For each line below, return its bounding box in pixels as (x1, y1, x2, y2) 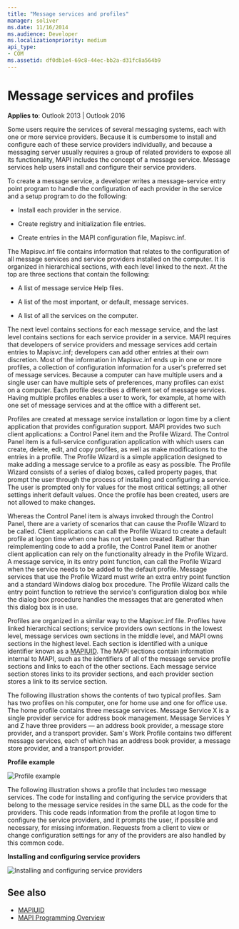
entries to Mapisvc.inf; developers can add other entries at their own (7, 347, 209, 356)
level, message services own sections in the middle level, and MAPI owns (7, 632, 223, 640)
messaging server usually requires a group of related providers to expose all (7, 148, 232, 156)
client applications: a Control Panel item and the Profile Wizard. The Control (7, 429, 230, 438)
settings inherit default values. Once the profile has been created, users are (7, 490, 230, 499)
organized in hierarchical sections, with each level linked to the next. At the (7, 262, 228, 271)
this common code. (7, 838, 64, 847)
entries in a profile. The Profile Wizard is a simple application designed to (7, 452, 223, 461)
